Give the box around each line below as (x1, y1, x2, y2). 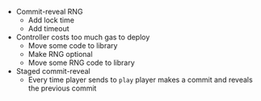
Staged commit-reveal (15, 67, 91, 75)
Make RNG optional (27, 50, 93, 59)
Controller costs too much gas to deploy (15, 32, 150, 42)
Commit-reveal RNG (15, 7, 83, 16)
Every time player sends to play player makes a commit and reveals (27, 75, 253, 84)
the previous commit (27, 83, 97, 93)
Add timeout (27, 24, 69, 33)
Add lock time (27, 15, 75, 25)
